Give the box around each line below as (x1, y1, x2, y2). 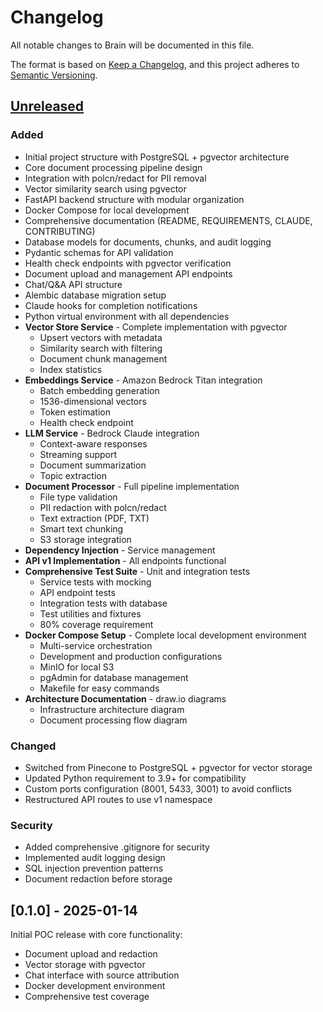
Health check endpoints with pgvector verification (24, 257, 232, 269)
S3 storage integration (39, 533, 132, 545)
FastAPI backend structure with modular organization (24, 193, 245, 205)
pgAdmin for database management (39, 671, 189, 683)
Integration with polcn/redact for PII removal (24, 172, 207, 184)
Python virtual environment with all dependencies (24, 310, 230, 322)
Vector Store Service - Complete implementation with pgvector (24, 321, 288, 333)
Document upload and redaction (24, 948, 158, 960)
